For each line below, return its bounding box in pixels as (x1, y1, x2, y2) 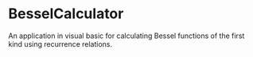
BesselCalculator (8, 5, 124, 23)
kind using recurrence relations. (8, 39, 113, 48)
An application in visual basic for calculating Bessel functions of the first (8, 31, 245, 40)
